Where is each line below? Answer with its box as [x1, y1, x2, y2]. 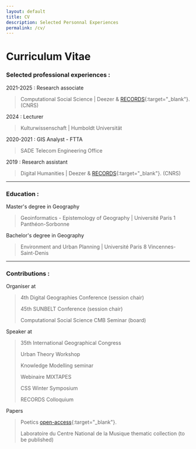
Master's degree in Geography [6, 203, 80, 210]
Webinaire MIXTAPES [20, 374, 72, 381]
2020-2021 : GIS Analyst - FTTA [6, 136, 83, 143]
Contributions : [6, 270, 50, 278]
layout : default [6, 8, 45, 15]
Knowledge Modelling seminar [20, 362, 94, 369]
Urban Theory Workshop [20, 351, 80, 358]
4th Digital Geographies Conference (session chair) [20, 294, 145, 301]
